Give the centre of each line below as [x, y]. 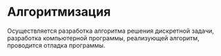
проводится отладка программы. [56, 45]
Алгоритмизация [59, 12]
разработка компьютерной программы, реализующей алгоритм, [103, 38]
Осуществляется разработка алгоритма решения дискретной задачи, [110, 31]
